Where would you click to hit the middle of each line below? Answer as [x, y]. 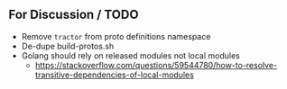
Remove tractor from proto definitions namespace [116, 36]
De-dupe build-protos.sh [68, 46]
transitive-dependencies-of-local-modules [115, 75]
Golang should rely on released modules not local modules [130, 55]
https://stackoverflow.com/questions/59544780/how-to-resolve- [156, 65]
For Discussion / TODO [74, 15]
